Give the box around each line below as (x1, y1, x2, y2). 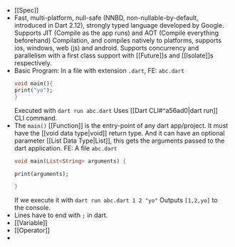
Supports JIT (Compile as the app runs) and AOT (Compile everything (14, 28, 219, 37)
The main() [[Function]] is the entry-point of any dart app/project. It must (14, 121, 229, 130)
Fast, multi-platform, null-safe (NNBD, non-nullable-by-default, (14, 13, 199, 22)
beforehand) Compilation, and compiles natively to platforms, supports (14, 36, 222, 45)
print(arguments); (14, 170, 69, 177)
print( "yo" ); (14, 87, 53, 94)
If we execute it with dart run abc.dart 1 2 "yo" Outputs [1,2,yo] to (14, 196, 219, 204)
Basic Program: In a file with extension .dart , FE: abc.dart (14, 67, 185, 75)
